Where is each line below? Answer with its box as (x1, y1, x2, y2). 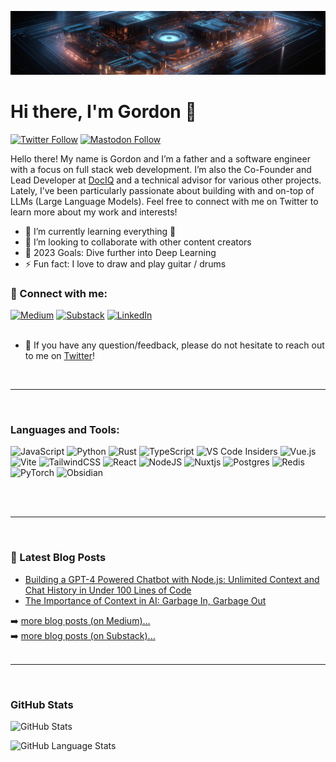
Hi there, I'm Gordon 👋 (10, 101, 197, 123)
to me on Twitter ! (24, 350, 96, 362)
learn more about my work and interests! (10, 206, 178, 218)
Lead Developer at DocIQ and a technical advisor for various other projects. (10, 174, 322, 186)
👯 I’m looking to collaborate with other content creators (24, 236, 252, 248)
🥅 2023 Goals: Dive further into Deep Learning (24, 246, 217, 258)
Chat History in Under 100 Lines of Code (24, 584, 192, 596)
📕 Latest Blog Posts (10, 551, 107, 565)
